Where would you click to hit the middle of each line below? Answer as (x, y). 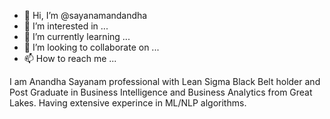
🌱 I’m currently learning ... (77, 36)
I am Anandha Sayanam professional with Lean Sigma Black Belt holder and (165, 81)
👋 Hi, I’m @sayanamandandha (85, 15)
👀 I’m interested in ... (66, 26)
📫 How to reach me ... (70, 58)
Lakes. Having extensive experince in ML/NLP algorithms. (128, 103)
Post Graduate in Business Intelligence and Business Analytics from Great (161, 92)
